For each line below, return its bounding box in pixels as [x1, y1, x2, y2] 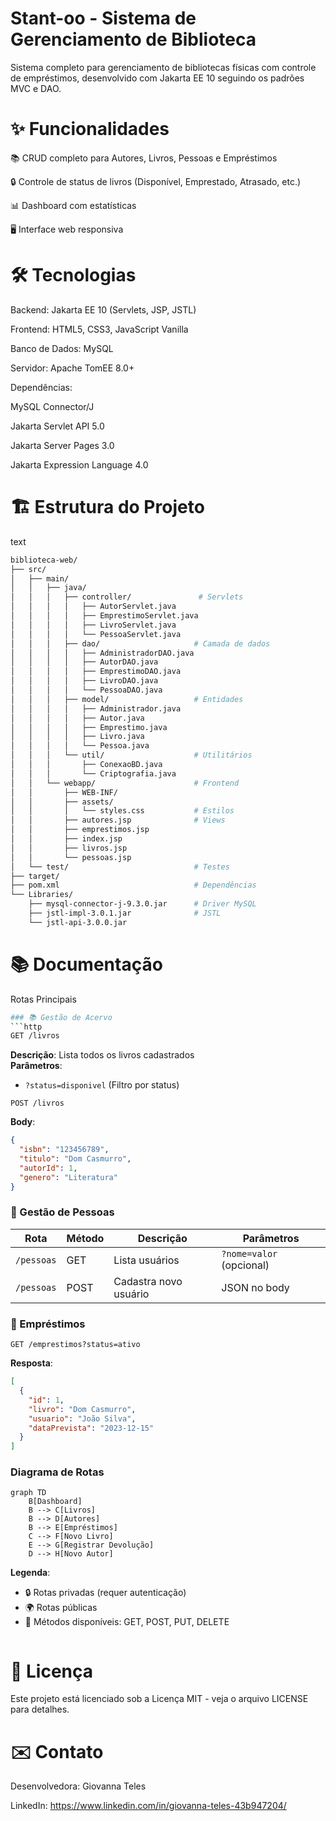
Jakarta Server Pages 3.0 [10, 439, 115, 451]
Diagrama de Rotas [10, 1465, 105, 1479]
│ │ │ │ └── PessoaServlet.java [10, 629, 182, 639]
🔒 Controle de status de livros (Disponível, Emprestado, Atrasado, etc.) [10, 175, 302, 187]
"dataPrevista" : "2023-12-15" [28, 1423, 155, 1433]
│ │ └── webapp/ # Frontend [10, 778, 240, 788]
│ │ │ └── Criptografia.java [10, 768, 177, 779]
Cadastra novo [113, 1274, 183, 1288]
